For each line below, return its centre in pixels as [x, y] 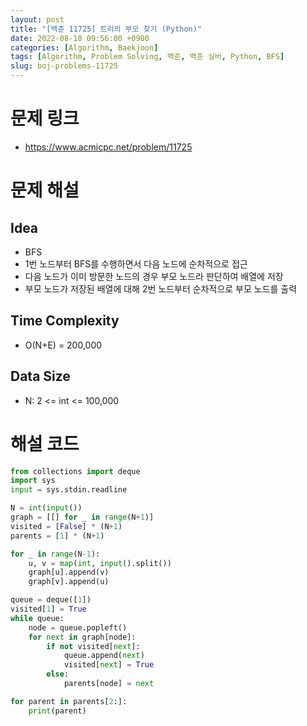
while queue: [37, 618]
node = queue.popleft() [78, 627]
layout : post [37, 19]
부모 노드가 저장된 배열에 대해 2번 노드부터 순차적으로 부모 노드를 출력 [161, 288]
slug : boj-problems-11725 [64, 66]
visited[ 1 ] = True [48, 609]
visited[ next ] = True [109, 665]
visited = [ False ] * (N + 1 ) [66, 526]
